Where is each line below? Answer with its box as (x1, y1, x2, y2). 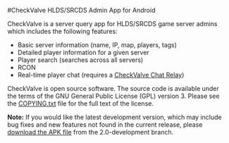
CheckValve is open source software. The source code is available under (7, 85, 220, 92)
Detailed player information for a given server (17, 49, 149, 56)
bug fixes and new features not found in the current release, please (7, 120, 203, 129)
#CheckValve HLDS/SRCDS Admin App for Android (7, 6, 156, 14)
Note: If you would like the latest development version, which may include (7, 113, 222, 121)
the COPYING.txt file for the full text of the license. (7, 99, 154, 108)
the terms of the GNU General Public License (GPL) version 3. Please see (7, 92, 220, 100)
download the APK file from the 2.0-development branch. (7, 128, 174, 136)
